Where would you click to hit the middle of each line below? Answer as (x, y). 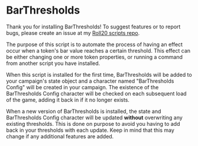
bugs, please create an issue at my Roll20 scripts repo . (73, 33)
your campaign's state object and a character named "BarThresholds (90, 81)
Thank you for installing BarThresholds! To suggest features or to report (93, 27)
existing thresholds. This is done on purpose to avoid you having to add (93, 124)
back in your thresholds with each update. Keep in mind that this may (90, 130)
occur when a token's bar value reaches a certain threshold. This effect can (98, 50)
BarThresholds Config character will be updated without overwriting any (95, 117)
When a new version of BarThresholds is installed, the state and (84, 111)
